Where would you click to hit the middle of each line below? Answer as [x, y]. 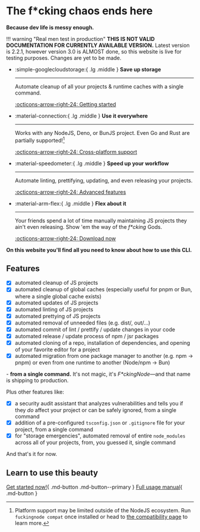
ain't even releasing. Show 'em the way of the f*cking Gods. [88, 226]
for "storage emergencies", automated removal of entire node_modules [100, 436]
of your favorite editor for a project [57, 350]
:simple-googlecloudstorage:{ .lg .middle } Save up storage [88, 69]
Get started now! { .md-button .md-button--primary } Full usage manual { [94, 487]
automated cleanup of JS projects [56, 283]
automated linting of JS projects [54, 309]
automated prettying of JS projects [58, 316]
